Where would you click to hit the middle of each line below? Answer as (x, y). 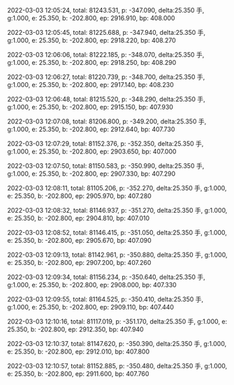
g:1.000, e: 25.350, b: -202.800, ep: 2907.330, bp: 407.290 (92, 174)
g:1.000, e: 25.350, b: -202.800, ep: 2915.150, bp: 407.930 (90, 107)
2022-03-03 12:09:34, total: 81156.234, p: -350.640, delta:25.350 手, (107, 277)
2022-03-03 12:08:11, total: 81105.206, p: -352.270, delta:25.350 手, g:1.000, (117, 188)
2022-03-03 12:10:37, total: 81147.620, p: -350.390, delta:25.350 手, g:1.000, (117, 344)
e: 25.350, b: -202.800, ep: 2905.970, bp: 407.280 (79, 196)
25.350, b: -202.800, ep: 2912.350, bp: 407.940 (76, 329)
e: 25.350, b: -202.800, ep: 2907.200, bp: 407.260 (79, 263)
